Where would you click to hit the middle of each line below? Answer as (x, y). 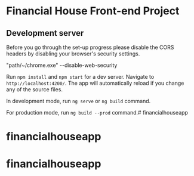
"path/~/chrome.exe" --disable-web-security (62, 65)
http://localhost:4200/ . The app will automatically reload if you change (95, 83)
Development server (45, 33)
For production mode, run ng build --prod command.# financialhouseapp (97, 112)
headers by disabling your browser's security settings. (73, 54)
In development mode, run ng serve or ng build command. (78, 101)
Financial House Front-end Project (93, 11)
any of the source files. (34, 89)
